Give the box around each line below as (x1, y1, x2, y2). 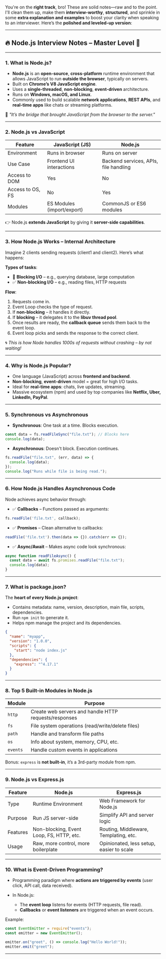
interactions (46, 164, 75, 171)
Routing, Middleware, (99, 826, 149, 833)
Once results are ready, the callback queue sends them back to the (12, 320, 150, 325)
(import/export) (46, 206, 83, 213)
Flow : (5, 289, 17, 295)
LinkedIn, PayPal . (12, 395, 48, 400)
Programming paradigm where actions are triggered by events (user (12, 878, 153, 883)
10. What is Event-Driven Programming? (5, 866, 103, 873)
